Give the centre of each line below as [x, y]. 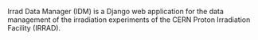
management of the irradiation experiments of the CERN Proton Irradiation [129, 20]
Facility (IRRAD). [34, 28]
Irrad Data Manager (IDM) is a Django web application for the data [116, 11]
